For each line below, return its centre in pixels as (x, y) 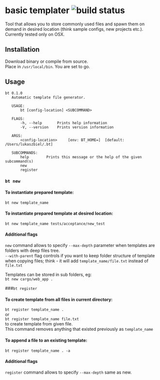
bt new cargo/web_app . (29, 279)
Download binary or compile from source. (47, 61)
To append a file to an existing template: (46, 340)
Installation (22, 49)
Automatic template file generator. (48, 97)
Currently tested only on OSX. (35, 34)
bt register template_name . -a (38, 351)
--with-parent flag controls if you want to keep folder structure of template (80, 256)
